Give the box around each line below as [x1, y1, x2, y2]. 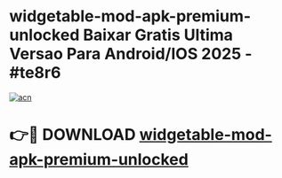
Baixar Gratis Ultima [83, 25, 234, 45]
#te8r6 [9, 63, 61, 83]
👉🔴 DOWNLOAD [9, 125, 136, 145]
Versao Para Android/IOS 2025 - [9, 44, 253, 64]
